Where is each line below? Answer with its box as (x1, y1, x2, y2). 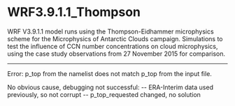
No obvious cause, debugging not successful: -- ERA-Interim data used (7, 83, 213, 91)
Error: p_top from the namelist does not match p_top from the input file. (7, 69, 212, 77)
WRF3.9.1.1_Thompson (7, 4, 141, 20)
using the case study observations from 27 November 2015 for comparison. (7, 50, 226, 58)
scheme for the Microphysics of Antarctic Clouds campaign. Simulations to (7, 34, 223, 43)
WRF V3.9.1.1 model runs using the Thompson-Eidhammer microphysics (7, 27, 215, 36)
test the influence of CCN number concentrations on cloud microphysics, (7, 42, 218, 50)
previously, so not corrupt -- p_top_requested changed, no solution (7, 90, 201, 98)
